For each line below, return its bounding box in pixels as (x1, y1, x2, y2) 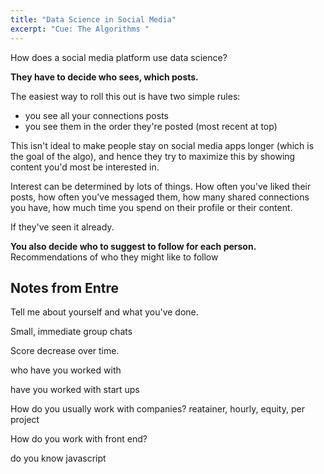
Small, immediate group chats (10, 326, 133, 338)
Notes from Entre (10, 279, 120, 296)
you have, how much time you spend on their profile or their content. (10, 201, 293, 213)
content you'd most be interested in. (10, 161, 160, 173)
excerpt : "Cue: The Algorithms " (10, 24, 150, 34)
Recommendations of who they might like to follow (10, 251, 219, 263)
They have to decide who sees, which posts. (10, 71, 199, 83)
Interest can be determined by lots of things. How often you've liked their (10, 180, 312, 192)
